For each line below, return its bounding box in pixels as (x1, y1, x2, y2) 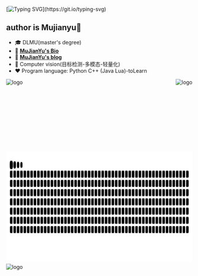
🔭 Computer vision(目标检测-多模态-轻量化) (14, 60, 121, 67)
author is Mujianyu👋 (6, 22, 82, 33)
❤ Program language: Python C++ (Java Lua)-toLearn (14, 67, 148, 74)
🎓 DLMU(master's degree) (14, 38, 82, 46)
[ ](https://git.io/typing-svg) (6, 6, 106, 12)
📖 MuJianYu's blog (14, 53, 62, 60)
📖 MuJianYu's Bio (14, 47, 59, 54)
